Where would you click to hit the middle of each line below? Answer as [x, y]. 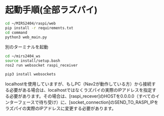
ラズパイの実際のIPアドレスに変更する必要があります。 [61, 109]
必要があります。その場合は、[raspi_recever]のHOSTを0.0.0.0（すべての [82, 96]
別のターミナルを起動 [27, 47]
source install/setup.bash [33, 61]
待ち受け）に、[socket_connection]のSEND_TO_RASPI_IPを [99, 102]
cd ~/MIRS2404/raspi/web [30, 23]
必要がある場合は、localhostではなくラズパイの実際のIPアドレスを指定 [81, 90]
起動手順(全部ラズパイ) [51, 10]
